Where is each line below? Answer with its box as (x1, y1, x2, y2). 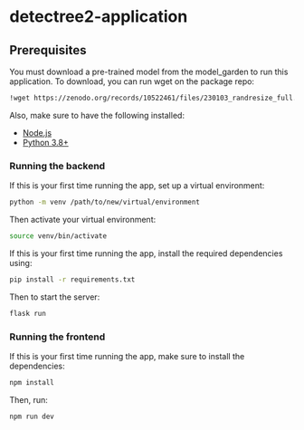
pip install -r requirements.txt (9, 274, 136, 284)
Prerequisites (9, 43, 87, 58)
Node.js (22, 127, 52, 138)
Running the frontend (9, 330, 106, 343)
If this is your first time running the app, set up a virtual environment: (9, 180, 265, 191)
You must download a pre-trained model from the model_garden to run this (9, 66, 289, 77)
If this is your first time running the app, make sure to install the (9, 350, 245, 361)
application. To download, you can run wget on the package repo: (9, 76, 255, 87)
